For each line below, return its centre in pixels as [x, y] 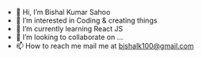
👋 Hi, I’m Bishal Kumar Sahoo [63, 12]
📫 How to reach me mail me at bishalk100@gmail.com [105, 46]
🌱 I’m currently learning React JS [69, 29]
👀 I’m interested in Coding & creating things [86, 20]
